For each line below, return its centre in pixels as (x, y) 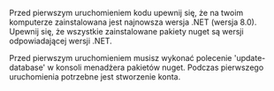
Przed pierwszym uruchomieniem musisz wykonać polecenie (121, 58)
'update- (250, 58)
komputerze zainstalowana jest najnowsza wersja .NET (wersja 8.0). (133, 22)
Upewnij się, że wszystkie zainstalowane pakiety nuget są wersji (127, 31)
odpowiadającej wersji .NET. (61, 41)
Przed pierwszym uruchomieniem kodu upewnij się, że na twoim (126, 13)
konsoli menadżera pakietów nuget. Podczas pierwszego (160, 67)
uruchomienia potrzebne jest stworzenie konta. (95, 77)
